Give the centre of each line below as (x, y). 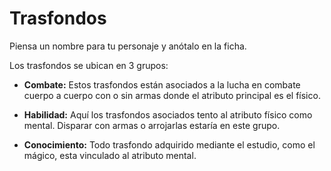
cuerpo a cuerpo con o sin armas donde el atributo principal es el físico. (172, 95)
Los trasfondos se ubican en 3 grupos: (89, 65)
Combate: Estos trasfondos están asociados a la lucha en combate (162, 84)
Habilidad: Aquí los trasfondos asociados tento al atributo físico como (168, 114)
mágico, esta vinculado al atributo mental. (110, 155)
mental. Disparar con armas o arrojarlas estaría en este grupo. (152, 125)
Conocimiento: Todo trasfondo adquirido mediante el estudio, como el (169, 144)
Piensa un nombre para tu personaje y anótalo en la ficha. (128, 46)
